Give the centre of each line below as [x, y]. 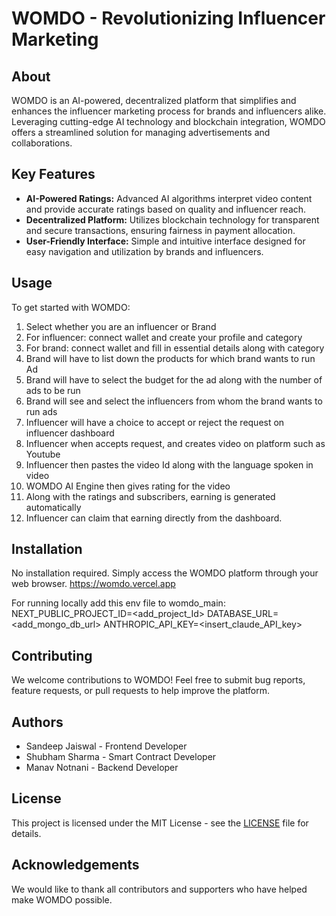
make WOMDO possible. [62, 899]
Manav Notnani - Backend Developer [102, 768]
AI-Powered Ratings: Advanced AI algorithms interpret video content [169, 198]
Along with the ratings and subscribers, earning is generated [150, 496]
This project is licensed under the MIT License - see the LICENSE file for [160, 823]
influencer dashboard [70, 433]
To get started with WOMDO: [71, 307]
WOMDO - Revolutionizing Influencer [168, 18]
